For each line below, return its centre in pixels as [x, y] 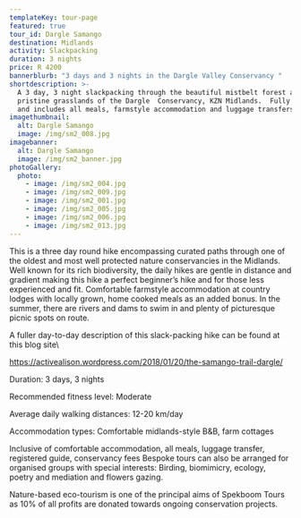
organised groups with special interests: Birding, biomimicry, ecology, [138, 467]
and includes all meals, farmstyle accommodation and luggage [136, 109]
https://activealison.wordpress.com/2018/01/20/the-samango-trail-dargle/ [146, 361]
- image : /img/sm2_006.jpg [76, 217]
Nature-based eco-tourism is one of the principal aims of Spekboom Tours [147, 494]
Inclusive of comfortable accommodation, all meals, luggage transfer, [137, 448]
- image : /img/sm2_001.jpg [76, 201]
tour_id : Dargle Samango [56, 34]
